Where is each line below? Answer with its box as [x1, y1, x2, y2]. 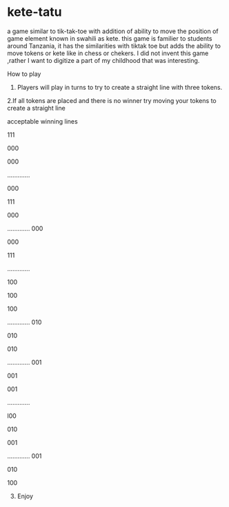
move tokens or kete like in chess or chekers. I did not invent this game [7, 49, 209, 57]
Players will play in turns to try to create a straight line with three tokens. [17, 83, 223, 91]
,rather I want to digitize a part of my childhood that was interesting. [7, 56, 200, 64]
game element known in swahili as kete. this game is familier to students [7, 34, 212, 42]
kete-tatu [7, 4, 62, 20]
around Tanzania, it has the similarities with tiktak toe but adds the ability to [7, 41, 221, 50]
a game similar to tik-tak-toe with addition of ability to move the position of [7, 27, 219, 35]
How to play [7, 70, 41, 78]
